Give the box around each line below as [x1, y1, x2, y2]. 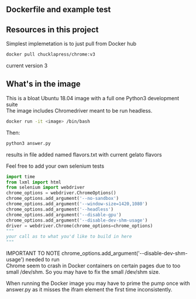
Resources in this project [6, 25, 99, 35]
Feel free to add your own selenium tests [6, 162, 104, 169]
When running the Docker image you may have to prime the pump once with [6, 280, 190, 287]
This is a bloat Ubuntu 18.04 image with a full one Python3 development [6, 94, 180, 101]
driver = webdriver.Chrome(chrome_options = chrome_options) [6, 223, 153, 229]
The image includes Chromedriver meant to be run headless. [6, 107, 153, 114]
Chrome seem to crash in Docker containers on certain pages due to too [6, 262, 181, 269]
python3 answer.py [6, 140, 51, 146]
